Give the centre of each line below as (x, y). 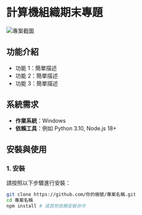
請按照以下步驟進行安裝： (39, 183)
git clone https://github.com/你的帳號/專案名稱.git (71, 195)
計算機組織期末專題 (55, 13)
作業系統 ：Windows (40, 120)
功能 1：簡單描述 (36, 68)
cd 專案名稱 (20, 200)
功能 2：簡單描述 (36, 76)
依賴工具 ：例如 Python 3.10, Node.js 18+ (66, 128)
